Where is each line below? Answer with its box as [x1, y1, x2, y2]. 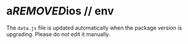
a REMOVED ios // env [6, 4, 114, 18]
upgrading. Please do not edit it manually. [6, 30, 111, 37]
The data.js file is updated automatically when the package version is [6, 24, 183, 31]
